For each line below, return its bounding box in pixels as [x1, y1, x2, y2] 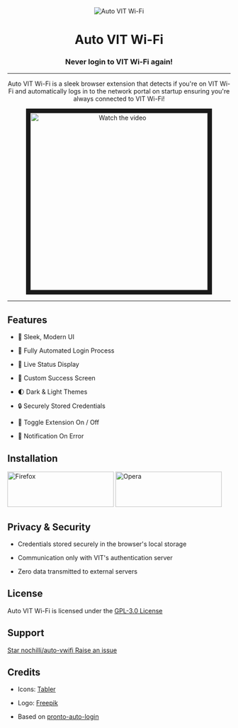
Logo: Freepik [17, 699, 58, 707]
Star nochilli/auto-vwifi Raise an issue [7, 646, 118, 654]
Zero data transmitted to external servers [17, 567, 138, 576]
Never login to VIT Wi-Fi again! [64, 57, 174, 67]
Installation [7, 453, 58, 465]
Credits [7, 666, 41, 678]
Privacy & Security [7, 521, 91, 533]
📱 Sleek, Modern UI [17, 333, 74, 341]
